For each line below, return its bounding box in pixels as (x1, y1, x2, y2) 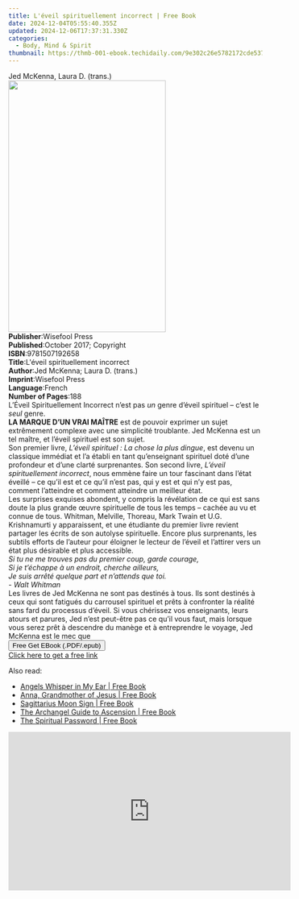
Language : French (8, 383, 69, 392)
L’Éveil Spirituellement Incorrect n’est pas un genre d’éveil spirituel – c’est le (8, 400, 260, 409)
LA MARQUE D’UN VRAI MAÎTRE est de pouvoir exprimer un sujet (8, 417, 228, 427)
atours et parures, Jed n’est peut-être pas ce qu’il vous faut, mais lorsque (8, 614, 252, 623)
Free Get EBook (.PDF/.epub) (12, 641, 102, 649)
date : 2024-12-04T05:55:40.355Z (8, 19, 117, 27)
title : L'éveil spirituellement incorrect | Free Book (8, 11, 197, 20)
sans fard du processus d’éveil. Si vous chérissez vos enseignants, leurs (8, 606, 248, 615)
